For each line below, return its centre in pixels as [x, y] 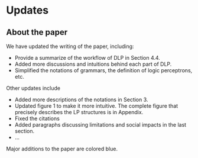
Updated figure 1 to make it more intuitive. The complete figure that [96, 106]
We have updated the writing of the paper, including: [70, 46]
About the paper [37, 32]
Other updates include [33, 88]
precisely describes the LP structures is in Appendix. [79, 112]
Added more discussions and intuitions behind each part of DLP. [93, 64]
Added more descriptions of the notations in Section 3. [81, 99]
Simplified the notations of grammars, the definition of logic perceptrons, [103, 70]
